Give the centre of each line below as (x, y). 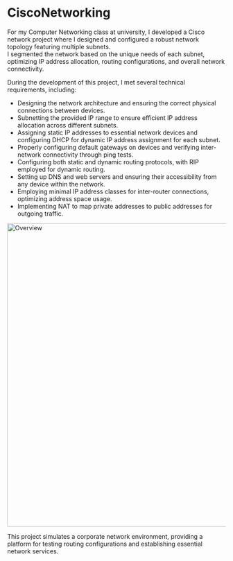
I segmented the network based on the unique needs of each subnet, (106, 54)
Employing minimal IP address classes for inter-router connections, (113, 191)
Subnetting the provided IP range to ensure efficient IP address (107, 118)
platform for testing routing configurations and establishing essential (105, 544)
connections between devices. (61, 110)
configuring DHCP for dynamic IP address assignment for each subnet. (119, 139)
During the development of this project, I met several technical (96, 82)
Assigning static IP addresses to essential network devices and (107, 132)
